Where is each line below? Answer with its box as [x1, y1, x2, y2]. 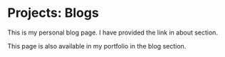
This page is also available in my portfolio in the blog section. [7, 42, 187, 50]
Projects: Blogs [7, 5, 100, 21]
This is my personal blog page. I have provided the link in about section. [7, 28, 219, 37]
